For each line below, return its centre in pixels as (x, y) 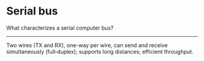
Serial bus (32, 11)
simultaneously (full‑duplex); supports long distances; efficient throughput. (100, 51)
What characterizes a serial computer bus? (60, 28)
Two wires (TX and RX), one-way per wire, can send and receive (87, 45)
